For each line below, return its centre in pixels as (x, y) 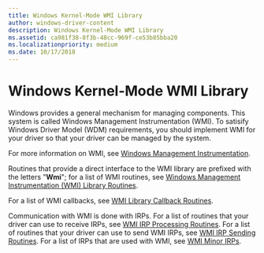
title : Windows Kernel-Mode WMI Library (76, 15)
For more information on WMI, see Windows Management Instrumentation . (129, 153)
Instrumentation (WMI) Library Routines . (73, 185)
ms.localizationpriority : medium (63, 45)
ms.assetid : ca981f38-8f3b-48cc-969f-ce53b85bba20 (93, 37)
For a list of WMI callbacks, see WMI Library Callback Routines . (111, 200)
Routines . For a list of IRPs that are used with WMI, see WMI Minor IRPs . (125, 240)
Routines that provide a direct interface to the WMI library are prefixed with (130, 168)
